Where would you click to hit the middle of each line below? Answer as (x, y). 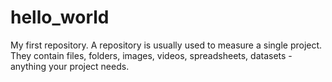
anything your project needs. (70, 66)
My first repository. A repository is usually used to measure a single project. (166, 45)
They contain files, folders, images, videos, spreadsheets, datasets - (151, 55)
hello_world (60, 17)
